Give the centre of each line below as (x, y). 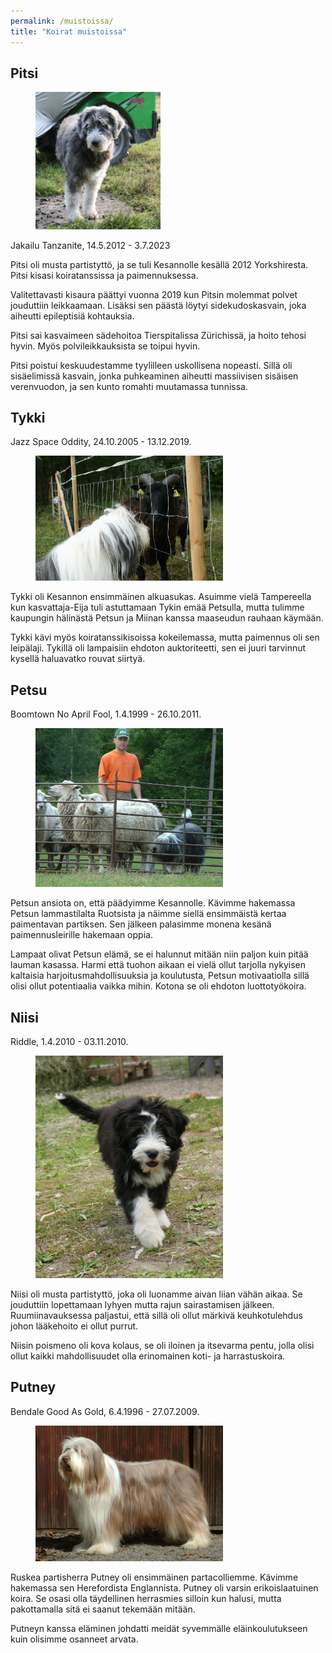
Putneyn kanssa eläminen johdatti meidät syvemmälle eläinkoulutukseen (159, 1628)
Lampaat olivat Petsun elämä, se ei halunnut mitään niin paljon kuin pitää (159, 954)
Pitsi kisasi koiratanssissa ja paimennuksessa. (104, 275)
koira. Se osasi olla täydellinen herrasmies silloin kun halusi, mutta (146, 1598)
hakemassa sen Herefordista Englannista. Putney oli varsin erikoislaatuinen (164, 1587)
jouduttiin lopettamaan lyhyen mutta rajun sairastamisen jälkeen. (142, 1304)
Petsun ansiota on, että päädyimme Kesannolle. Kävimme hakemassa (153, 903)
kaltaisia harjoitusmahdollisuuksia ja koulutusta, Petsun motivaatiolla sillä (160, 976)
